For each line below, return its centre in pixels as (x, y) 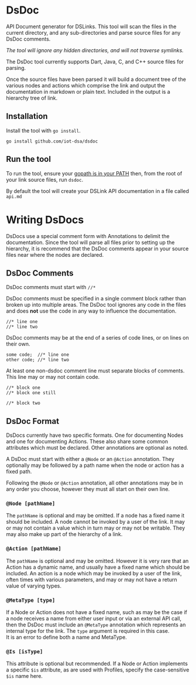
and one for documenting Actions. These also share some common (87, 442)
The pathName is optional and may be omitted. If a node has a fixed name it (95, 516)
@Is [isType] (25, 651)
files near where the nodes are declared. (55, 255)
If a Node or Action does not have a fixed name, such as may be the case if (97, 612)
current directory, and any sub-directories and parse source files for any (93, 32)
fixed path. (19, 472)
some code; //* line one (37, 355)
